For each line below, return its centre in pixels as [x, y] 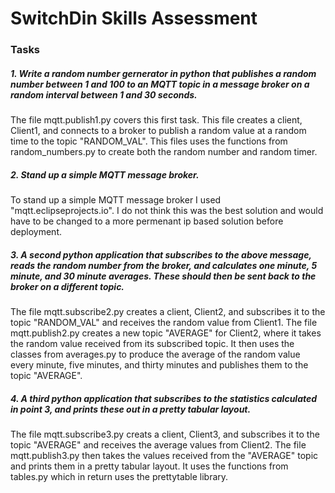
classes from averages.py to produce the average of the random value [155, 354]
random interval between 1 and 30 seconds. [104, 94]
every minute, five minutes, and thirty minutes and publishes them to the [159, 365]
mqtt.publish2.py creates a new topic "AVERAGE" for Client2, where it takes [166, 333]
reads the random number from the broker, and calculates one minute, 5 [164, 265]
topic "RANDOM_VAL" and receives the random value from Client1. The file [164, 323]
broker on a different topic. [67, 286]
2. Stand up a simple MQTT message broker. [105, 174]
